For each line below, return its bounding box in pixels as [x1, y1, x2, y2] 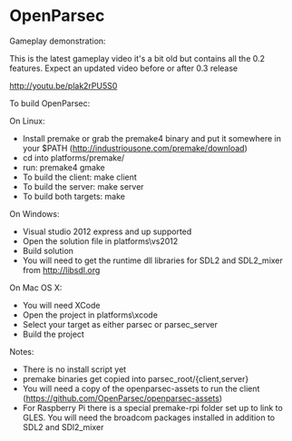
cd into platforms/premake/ [22, 152, 125, 163]
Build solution [22, 245, 74, 256]
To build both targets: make [22, 191, 125, 201]
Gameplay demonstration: [9, 35, 106, 46]
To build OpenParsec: [9, 97, 91, 109]
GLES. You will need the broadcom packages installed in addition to [22, 412, 275, 423]
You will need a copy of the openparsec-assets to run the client [22, 383, 260, 394]
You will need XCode [22, 299, 101, 310]
